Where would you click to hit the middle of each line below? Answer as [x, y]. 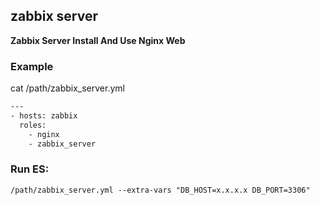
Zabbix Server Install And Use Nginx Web [98, 40]
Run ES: [30, 169]
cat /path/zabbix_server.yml [67, 88]
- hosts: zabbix [44, 115]
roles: [33, 125]
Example [32, 66]
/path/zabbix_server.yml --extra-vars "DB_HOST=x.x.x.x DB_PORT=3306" [160, 190]
